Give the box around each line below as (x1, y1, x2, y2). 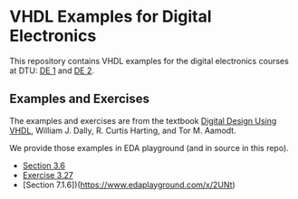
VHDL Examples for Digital (9, 6, 212, 27)
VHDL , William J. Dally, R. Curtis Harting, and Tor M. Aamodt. (9, 125, 237, 136)
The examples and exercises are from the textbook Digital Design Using (9, 115, 277, 126)
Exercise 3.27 (22, 169, 74, 180)
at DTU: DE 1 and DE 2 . (9, 65, 95, 76)
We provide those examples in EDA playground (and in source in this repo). (9, 142, 290, 153)
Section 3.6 (22, 160, 66, 171)
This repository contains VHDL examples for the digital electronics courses (9, 55, 290, 66)
